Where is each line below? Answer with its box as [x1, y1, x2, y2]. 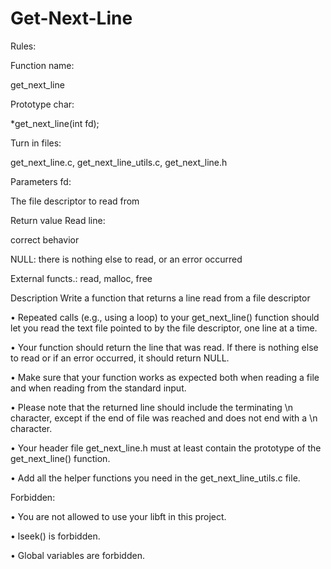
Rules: [10, 40, 37, 52]
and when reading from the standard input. [10, 382, 187, 394]
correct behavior [10, 233, 80, 246]
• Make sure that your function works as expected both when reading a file [10, 371, 320, 383]
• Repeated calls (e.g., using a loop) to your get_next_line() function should [10, 311, 320, 323]
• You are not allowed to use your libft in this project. [10, 510, 227, 522]
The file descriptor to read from [10, 195, 140, 207]
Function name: [10, 59, 75, 71]
